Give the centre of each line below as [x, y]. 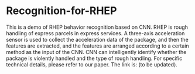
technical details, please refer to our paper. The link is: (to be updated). [92, 64]
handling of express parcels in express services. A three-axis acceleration [95, 33]
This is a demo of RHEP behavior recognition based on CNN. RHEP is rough [97, 27]
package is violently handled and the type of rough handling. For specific [94, 58]
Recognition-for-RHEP [61, 11]
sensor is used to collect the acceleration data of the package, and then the [97, 39]
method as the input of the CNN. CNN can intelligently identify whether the [96, 52]
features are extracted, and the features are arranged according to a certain [97, 46]
